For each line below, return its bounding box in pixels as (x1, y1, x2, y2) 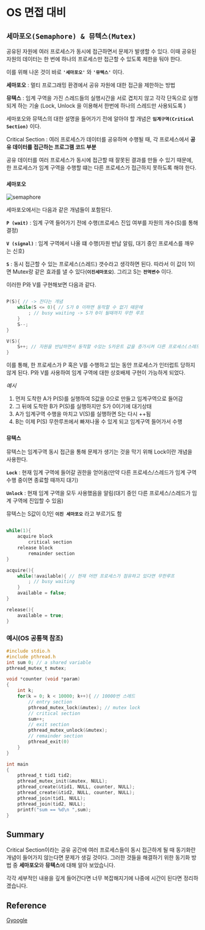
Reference (6, 900, 47, 910)
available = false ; (17, 590, 67, 597)
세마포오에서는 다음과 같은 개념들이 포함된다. (6, 206, 113, 214)
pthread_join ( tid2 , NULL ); (17, 801, 86, 807)
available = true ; (17, 612, 64, 619)
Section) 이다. (6, 123, 41, 130)
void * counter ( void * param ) (6, 676, 81, 682)
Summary (6, 829, 45, 839)
